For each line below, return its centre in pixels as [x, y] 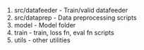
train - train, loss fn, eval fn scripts [64, 32]
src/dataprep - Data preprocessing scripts [75, 18]
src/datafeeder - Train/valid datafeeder [71, 10]
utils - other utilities [42, 40]
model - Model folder [45, 25]
